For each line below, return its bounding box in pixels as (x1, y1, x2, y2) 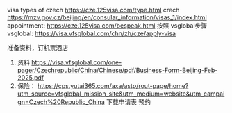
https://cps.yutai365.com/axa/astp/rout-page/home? (37, 82, 189, 89)
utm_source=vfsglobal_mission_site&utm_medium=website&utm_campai (17, 89, 225, 98)
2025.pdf (17, 73, 44, 82)
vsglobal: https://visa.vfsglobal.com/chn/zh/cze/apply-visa (7, 29, 176, 37)
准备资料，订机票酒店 (7, 44, 68, 51)
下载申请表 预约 (106, 98, 151, 106)
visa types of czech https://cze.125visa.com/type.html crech (7, 6, 180, 14)
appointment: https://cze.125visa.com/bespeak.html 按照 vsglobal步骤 (7, 21, 208, 30)
